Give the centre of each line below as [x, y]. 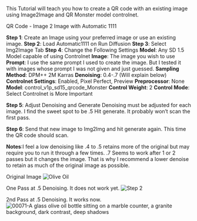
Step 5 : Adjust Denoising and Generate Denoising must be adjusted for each [98, 105]
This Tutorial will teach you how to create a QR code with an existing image [97, 9]
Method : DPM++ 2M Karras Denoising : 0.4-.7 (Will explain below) [86, 75]
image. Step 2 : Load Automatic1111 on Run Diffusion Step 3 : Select [86, 44]
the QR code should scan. [37, 135]
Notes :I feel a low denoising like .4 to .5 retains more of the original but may [98, 147]
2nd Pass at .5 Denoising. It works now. [54, 200]
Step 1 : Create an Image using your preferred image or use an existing [91, 37]
